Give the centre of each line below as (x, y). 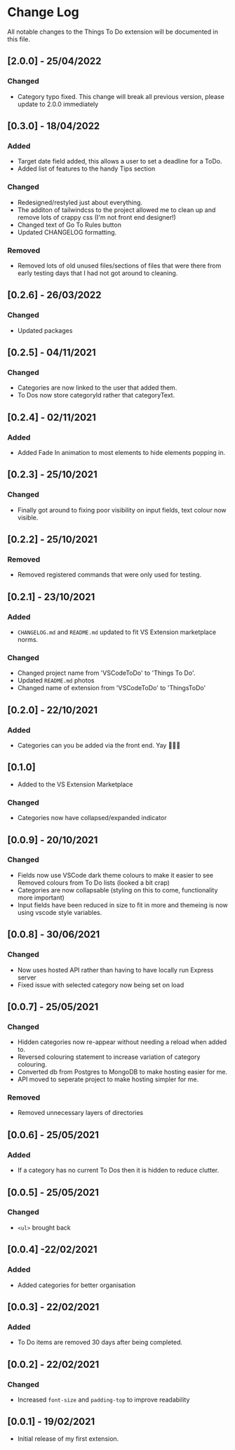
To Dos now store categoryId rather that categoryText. (96, 395)
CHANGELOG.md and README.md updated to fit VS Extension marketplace (116, 632)
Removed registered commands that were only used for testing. (109, 575)
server (27, 977)
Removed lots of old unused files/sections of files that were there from (119, 265)
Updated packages (45, 330)
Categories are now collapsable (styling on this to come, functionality (117, 890)
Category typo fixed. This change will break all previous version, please (121, 96)
